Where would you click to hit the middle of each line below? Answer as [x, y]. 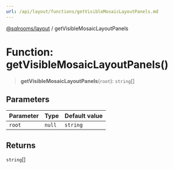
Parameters [28, 99]
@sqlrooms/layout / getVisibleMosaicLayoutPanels [67, 28]
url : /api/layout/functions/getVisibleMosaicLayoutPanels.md [82, 11]
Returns [21, 145]
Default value [83, 116]
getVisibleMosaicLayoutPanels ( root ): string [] [77, 81]
